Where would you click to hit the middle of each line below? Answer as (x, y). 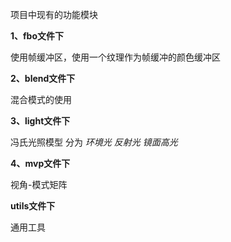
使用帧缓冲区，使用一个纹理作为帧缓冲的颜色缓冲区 (115, 57)
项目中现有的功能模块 (54, 14)
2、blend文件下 (43, 78)
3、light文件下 (40, 121)
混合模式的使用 (41, 99)
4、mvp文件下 (40, 163)
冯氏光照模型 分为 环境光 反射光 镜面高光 (94, 142)
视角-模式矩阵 (39, 184)
